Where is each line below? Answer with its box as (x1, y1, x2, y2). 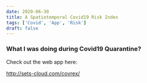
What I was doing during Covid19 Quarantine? (6, 45, 142, 53)
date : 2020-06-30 (6, 8, 49, 15)
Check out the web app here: (6, 58, 77, 65)
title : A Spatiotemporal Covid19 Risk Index (6, 14, 118, 20)
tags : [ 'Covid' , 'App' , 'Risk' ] (6, 20, 86, 25)
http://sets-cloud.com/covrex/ (6, 69, 80, 77)
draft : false (6, 25, 39, 31)
